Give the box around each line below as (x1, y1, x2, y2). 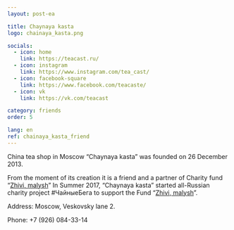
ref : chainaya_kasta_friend (7, 133, 90, 140)
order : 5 (7, 114, 33, 121)
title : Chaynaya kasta (7, 23, 74, 30)
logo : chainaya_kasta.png (7, 30, 83, 37)
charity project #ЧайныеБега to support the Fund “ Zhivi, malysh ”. (7, 188, 198, 197)
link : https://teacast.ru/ (20, 56, 99, 63)
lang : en (7, 127, 33, 134)
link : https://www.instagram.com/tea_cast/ (20, 68, 150, 75)
